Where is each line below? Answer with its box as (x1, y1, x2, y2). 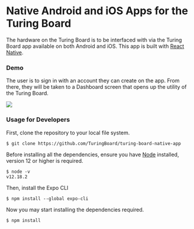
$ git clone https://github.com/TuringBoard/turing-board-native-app (6, 140, 182, 146)
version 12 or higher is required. (6, 157, 84, 164)
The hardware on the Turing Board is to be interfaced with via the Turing (6, 36, 182, 43)
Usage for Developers (6, 115, 70, 124)
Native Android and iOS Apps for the (6, 4, 188, 18)
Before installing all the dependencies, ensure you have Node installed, (6, 151, 179, 158)
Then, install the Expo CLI (6, 184, 69, 191)
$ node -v (6, 169, 31, 175)
